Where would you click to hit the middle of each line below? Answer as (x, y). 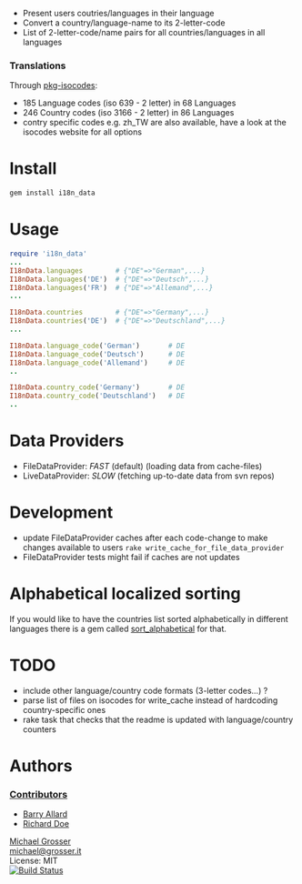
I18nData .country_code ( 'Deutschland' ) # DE (97, 396)
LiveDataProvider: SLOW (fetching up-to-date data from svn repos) (148, 476)
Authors (41, 765)
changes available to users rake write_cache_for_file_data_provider (153, 547)
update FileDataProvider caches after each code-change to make (145, 537)
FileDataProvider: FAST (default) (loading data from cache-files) (142, 466)
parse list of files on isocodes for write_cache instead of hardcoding (150, 700)
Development (61, 512)
